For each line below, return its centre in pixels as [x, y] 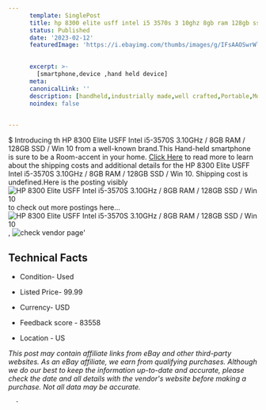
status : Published [59, 30]
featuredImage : [54, 45]
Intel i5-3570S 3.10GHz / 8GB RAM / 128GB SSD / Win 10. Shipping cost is [128, 174]
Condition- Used [47, 276]
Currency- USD [45, 307]
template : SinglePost [65, 15]
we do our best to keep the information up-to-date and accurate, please [126, 370]
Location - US [42, 338]
